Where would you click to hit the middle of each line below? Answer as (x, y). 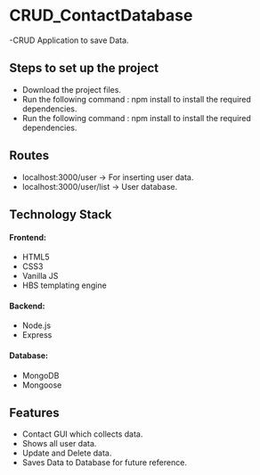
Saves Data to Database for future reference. (104, 463)
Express (37, 335)
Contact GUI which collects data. (82, 434)
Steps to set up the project (84, 68)
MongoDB (41, 375)
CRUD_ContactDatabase (101, 16)
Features (34, 412)
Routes (29, 156)
